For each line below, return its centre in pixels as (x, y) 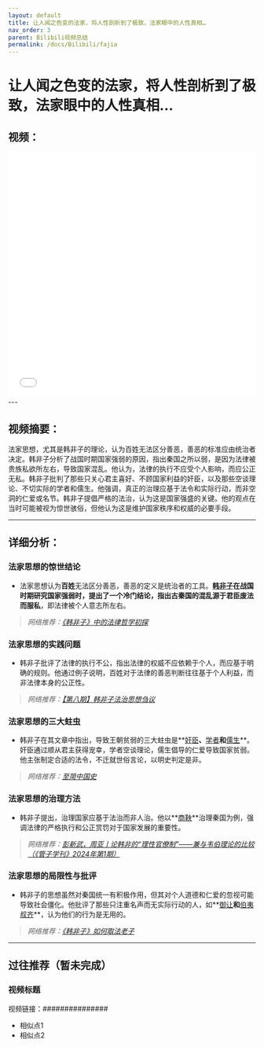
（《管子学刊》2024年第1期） (73, 854)
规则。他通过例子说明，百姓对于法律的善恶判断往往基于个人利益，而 (143, 672)
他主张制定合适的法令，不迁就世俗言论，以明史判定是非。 (112, 760)
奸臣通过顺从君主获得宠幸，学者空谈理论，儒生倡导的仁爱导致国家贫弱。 (136, 750)
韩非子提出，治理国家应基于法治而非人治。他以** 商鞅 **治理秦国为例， (133, 817)
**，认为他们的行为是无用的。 (82, 914)
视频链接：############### (58, 1008)
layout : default (35, 15)
